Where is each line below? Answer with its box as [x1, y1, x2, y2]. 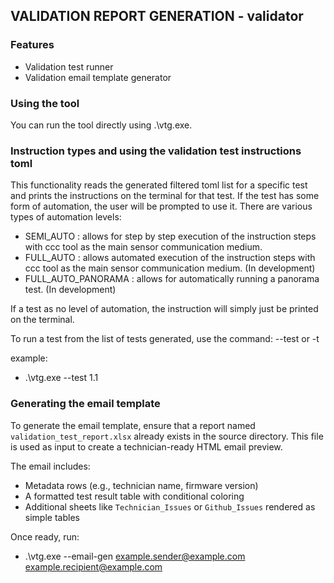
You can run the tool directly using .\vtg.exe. [10, 119, 193, 131]
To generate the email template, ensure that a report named [10, 419, 256, 431]
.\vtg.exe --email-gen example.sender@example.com [24, 550, 246, 562]
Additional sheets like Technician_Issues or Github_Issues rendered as [24, 500, 316, 513]
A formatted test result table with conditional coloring [24, 490, 245, 502]
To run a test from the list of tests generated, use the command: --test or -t [10, 333, 320, 345]
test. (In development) [24, 284, 117, 296]
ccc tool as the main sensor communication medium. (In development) [24, 262, 316, 274]
